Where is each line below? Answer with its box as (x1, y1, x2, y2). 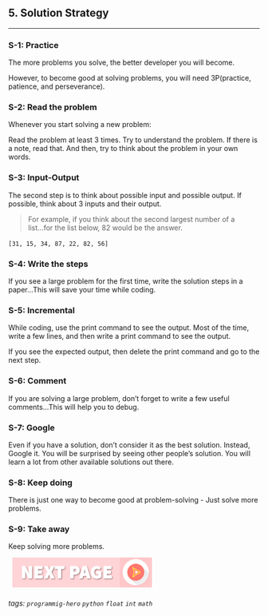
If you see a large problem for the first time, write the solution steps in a (8, 276, 243, 286)
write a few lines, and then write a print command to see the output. (8, 332, 231, 341)
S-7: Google (8, 422, 56, 433)
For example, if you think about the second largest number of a (27, 214, 235, 224)
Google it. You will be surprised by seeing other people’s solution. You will (8, 448, 251, 458)
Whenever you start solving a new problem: (8, 120, 152, 129)
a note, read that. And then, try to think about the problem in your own (8, 144, 238, 153)
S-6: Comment (8, 376, 67, 387)
